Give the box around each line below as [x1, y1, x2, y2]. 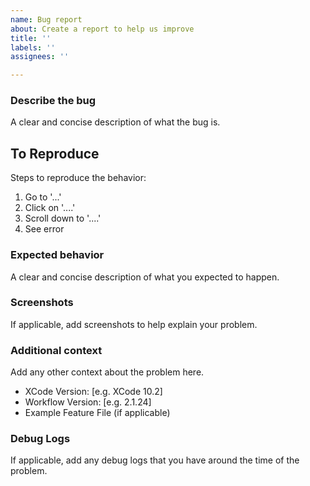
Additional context [10, 343, 103, 357]
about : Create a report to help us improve [10, 24, 195, 34]
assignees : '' [10, 52, 70, 62]
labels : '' [10, 42, 56, 53]
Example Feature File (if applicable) [24, 407, 171, 419]
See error [24, 223, 65, 235]
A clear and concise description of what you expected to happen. [10, 271, 280, 283]
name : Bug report [10, 14, 83, 25]
